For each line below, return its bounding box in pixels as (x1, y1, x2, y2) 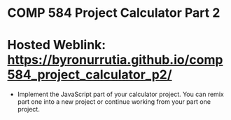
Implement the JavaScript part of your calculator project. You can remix (17, 90, 224, 99)
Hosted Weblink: (7, 37, 106, 53)
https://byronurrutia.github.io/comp (7, 52, 223, 68)
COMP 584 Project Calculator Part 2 (7, 5, 220, 21)
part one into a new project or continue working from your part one (17, 98, 211, 106)
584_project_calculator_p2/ (7, 67, 173, 83)
